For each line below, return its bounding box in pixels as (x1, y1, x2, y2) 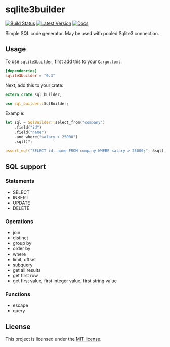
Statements (5, 177, 34, 184)
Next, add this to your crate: (5, 82, 64, 88)
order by (12, 245, 31, 252)
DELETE (12, 205, 30, 211)
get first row (12, 273, 38, 279)
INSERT (12, 195, 29, 201)
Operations (5, 218, 34, 225)
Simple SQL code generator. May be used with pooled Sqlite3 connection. (5, 30, 159, 36)
